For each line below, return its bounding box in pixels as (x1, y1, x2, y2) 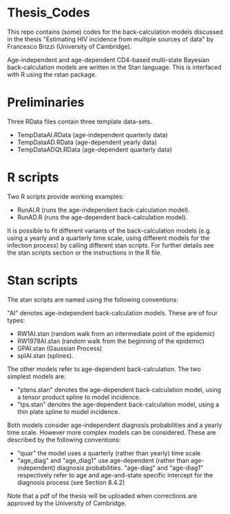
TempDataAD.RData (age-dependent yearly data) (17, 138, 157, 146)
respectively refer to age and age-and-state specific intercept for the (17, 471, 213, 479)
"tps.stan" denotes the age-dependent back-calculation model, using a (17, 400, 220, 408)
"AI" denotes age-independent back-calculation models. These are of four (7, 308, 218, 317)
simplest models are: (7, 372, 67, 380)
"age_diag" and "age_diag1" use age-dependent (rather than (17, 456, 189, 464)
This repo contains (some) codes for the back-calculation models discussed (7, 28, 224, 36)
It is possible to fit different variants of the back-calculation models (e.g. (7, 226, 212, 235)
